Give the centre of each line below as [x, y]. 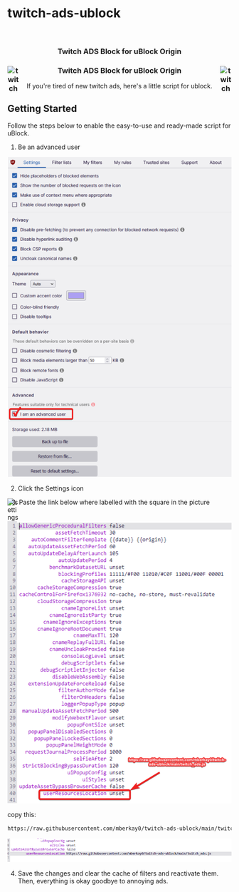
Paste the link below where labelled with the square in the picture [114, 502]
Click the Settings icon [51, 488]
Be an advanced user [49, 147]
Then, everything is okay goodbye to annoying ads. [93, 881]
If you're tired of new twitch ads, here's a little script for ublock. [119, 86]
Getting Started [42, 108]
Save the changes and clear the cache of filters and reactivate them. [118, 873]
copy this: [22, 815]
